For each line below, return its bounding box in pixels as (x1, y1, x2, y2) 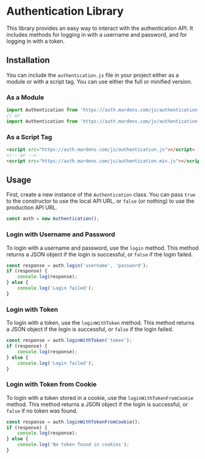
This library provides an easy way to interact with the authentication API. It (6, 24, 193, 32)
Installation (6, 55, 50, 65)
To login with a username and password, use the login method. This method (6, 244, 199, 251)
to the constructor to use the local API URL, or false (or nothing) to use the (6, 197, 195, 205)
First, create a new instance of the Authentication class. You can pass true (6, 191, 196, 198)
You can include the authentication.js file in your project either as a (6, 71, 179, 79)
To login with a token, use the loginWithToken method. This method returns (6, 319, 195, 327)
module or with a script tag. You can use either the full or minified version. (6, 78, 192, 85)
